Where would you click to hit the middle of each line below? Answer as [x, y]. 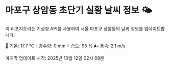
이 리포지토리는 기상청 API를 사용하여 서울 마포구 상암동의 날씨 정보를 [74, 28]
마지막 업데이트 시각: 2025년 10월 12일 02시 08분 [55, 58]
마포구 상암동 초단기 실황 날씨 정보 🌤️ [79, 10]
